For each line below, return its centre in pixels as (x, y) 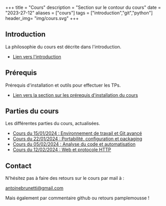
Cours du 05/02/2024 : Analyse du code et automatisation (74, 144)
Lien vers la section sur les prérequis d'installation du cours (75, 95)
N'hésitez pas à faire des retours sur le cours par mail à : (65, 178)
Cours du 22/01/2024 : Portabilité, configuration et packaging (77, 139)
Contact (18, 166)
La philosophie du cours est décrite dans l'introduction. (63, 47)
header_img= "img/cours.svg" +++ (42, 18)
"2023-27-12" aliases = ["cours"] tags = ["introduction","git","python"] (79, 13)
